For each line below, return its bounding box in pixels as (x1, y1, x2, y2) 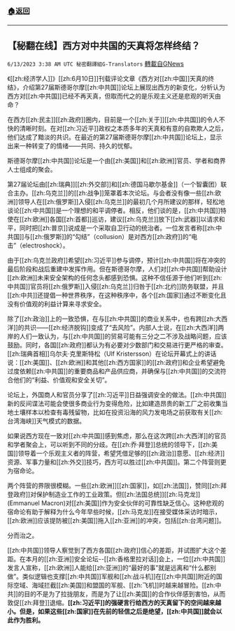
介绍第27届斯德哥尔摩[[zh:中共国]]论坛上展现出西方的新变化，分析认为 (22, 83, 225, 92)
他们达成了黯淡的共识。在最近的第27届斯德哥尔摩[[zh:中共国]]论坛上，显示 (7, 133, 222, 141)
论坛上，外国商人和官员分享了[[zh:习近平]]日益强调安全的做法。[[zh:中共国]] (7, 391, 227, 399)
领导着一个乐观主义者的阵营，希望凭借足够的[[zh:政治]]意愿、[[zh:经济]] (17, 449, 225, 458)
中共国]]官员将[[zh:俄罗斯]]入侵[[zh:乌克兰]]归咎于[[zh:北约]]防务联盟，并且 (7, 282, 225, 291)
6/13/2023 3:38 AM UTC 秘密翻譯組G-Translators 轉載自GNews (7, 59, 184, 68)
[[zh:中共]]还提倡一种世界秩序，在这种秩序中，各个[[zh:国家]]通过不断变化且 (7, 291, 227, 300)
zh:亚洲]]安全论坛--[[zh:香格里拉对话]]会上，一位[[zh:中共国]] (48, 555, 226, 563)
